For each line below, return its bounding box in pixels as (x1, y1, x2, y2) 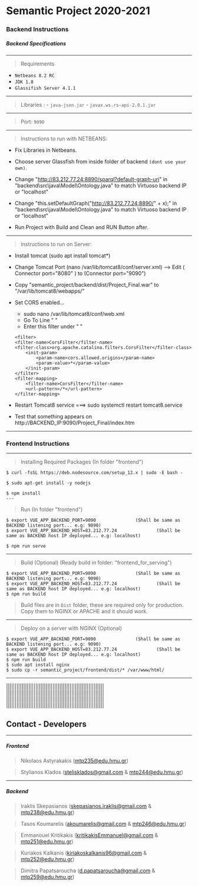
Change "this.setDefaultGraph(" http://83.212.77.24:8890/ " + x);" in (14, 200, 177, 207)
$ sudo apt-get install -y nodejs (6, 480, 91, 486)
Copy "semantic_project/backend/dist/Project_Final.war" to (14, 282, 159, 289)
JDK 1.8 (14, 79, 34, 85)
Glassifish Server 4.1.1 (14, 86, 76, 91)
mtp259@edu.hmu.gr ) (20, 874, 75, 881)
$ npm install (6, 491, 41, 496)
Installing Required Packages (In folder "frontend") (20, 459, 144, 466)
